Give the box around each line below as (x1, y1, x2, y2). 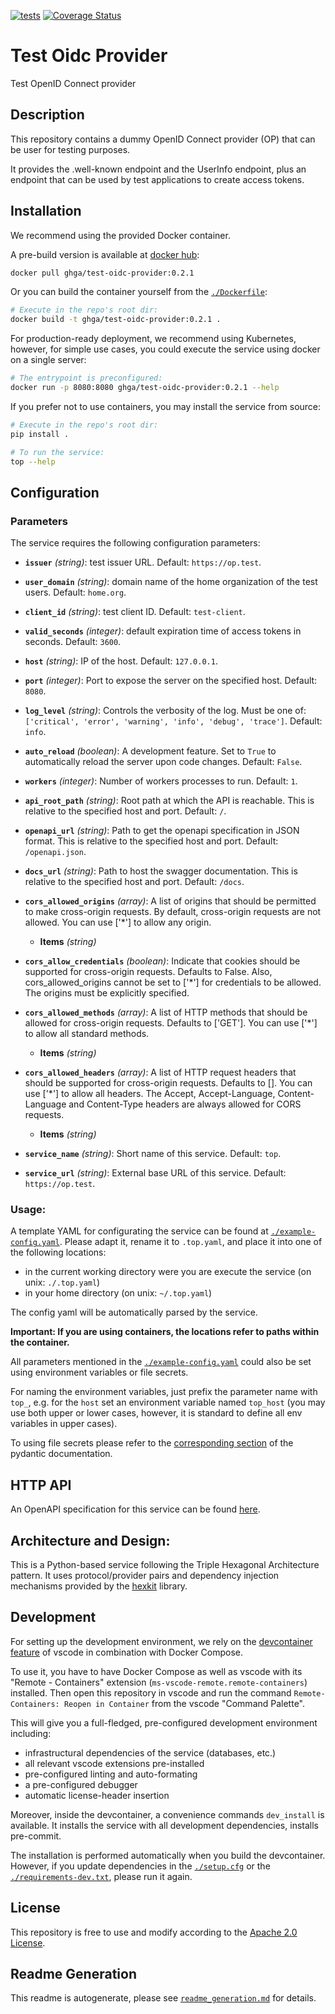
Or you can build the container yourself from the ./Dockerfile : (10, 286, 268, 298)
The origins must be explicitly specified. (24, 987, 190, 999)
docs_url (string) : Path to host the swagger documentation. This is (24, 865, 298, 877)
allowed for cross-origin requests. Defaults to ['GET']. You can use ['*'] (24, 1017, 318, 1029)
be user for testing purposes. (10, 143, 131, 155)
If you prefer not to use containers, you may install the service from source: (10, 400, 322, 412)
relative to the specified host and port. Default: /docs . (24, 876, 245, 888)
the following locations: (10, 1246, 107, 1259)
